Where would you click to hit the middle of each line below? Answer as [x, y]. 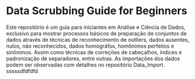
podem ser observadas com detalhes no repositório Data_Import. [86, 65]
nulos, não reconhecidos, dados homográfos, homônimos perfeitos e [90, 46]
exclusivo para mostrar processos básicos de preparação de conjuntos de [97, 33]
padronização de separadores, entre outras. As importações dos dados [93, 58]
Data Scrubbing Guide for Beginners [97, 11]
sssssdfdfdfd [22, 71]
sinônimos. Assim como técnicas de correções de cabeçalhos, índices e [94, 52]
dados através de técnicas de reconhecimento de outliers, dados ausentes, [98, 39]
